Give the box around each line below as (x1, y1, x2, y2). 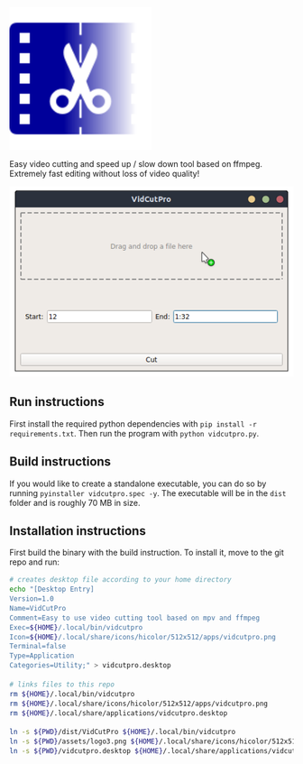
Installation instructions (9, 523, 146, 538)
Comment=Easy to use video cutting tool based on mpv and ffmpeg (9, 613, 260, 622)
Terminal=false (9, 642, 67, 651)
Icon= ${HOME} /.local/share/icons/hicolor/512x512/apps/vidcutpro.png (9, 632, 277, 641)
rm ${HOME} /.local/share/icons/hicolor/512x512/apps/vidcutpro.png (9, 699, 269, 708)
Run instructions (9, 394, 106, 410)
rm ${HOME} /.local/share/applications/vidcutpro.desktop (9, 708, 228, 718)
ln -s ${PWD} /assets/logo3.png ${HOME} (9, 737, 160, 746)
